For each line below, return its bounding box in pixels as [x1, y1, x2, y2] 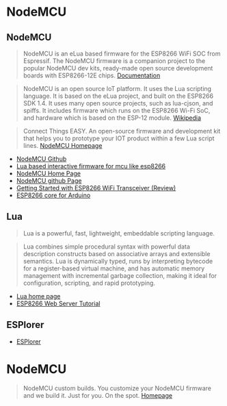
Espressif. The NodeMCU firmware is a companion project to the [23, 57, 206, 65]
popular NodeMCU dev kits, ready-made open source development [23, 64, 213, 72]
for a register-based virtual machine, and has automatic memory [23, 264, 205, 272]
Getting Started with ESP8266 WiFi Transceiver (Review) [16, 184, 176, 192]
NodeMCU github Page [16, 177, 82, 185]
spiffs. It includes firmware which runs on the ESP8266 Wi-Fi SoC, [23, 107, 211, 114]
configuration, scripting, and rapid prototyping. [23, 279, 155, 287]
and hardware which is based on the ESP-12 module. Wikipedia [23, 114, 202, 122]
